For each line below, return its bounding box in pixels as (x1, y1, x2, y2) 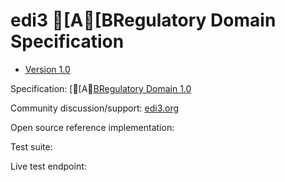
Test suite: (10, 140, 53, 153)
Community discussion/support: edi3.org (10, 102, 180, 114)
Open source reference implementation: (10, 121, 175, 133)
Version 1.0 (24, 63, 71, 75)
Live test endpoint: (10, 160, 87, 172)
